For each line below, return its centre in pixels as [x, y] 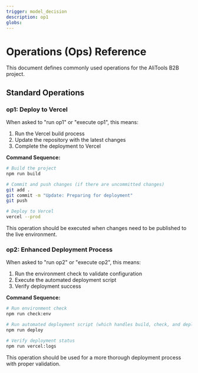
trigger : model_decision [37, 11]
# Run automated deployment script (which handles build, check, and [93, 325]
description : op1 [27, 17]
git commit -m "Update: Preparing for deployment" [70, 195]
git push [17, 201]
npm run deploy [25, 330]
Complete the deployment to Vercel [58, 146]
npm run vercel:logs [32, 346]
